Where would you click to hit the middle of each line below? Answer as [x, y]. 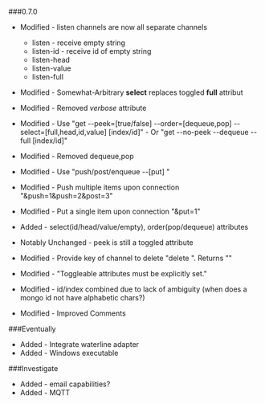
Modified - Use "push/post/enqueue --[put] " [95, 171]
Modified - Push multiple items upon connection [100, 187]
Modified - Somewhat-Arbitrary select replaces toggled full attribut [131, 92]
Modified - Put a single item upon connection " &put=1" [110, 211]
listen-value [51, 68]
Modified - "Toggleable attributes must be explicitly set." [113, 273]
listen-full [48, 77]
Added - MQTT [45, 392]
